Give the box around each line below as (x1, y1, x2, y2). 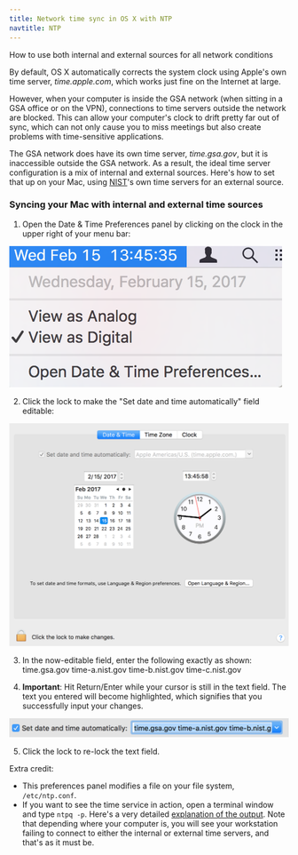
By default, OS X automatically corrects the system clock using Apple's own (9, 67, 286, 77)
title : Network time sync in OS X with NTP (9, 14, 173, 23)
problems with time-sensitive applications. (9, 131, 164, 141)
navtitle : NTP (9, 23, 62, 33)
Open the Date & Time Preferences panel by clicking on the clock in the (21, 219, 284, 229)
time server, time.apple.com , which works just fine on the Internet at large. (9, 76, 281, 86)
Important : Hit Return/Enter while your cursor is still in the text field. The (21, 681, 286, 692)
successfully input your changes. (21, 700, 144, 711)
